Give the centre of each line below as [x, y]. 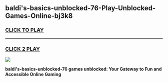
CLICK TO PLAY [24, 30]
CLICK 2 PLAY [22, 49]
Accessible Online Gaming [33, 74]
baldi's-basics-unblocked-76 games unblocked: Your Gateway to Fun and [83, 69]
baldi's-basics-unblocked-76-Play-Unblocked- [80, 8]
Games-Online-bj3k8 [39, 16]
